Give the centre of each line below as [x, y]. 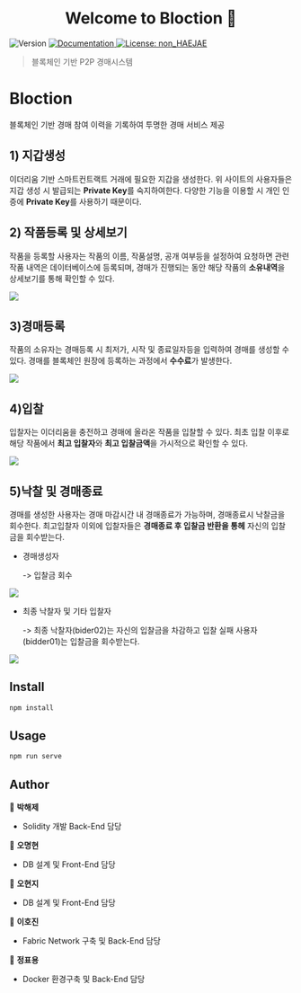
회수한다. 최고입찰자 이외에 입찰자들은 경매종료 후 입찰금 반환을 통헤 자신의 [139, 526]
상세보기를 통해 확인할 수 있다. [62, 279]
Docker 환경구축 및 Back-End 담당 [84, 980]
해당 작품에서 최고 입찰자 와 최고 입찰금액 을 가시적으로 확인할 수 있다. [129, 443]
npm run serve [36, 757]
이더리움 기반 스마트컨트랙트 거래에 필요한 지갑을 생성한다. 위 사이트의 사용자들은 [151, 179]
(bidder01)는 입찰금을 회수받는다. [81, 641]
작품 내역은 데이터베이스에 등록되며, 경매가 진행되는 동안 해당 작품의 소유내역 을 [147, 267]
